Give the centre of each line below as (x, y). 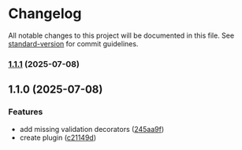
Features (26, 112)
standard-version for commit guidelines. (73, 43)
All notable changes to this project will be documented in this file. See (121, 35)
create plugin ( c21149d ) (58, 137)
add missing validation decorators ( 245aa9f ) (91, 129)
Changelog (45, 14)
